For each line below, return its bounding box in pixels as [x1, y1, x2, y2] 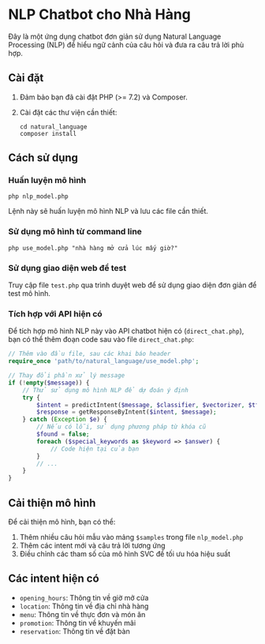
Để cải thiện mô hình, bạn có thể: [8, 517, 116, 526]
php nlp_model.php [8, 193, 69, 200]
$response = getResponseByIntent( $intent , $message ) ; [36, 408, 217, 416]
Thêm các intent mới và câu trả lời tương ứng [19, 541, 166, 550]
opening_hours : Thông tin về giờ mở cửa [19, 593, 149, 602]
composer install [19, 129, 77, 137]
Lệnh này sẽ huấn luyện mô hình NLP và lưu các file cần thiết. [8, 207, 209, 216]
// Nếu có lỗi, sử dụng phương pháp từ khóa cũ [36, 423, 207, 431]
